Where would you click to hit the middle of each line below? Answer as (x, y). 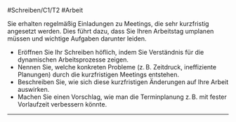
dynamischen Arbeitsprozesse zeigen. (73, 60)
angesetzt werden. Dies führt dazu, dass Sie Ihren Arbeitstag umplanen (111, 31)
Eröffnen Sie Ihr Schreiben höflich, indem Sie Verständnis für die (111, 52)
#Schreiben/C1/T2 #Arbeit (45, 10)
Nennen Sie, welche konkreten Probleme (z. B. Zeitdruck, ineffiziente (117, 67)
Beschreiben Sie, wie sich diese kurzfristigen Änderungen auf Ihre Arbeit (123, 82)
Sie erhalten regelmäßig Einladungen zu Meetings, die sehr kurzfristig (108, 23)
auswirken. (33, 89)
